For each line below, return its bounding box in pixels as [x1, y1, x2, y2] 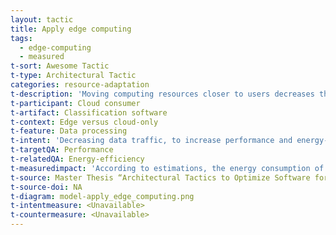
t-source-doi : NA [10, 182, 83, 192]
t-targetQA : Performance [10, 145, 114, 155]
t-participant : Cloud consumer [10, 98, 141, 108]
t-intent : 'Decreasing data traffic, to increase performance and [10, 136, 293, 146]
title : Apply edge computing [10, 24, 132, 34]
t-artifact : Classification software [10, 107, 168, 118]
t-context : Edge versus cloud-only [10, 117, 159, 127]
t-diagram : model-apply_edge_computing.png [10, 191, 195, 201]
